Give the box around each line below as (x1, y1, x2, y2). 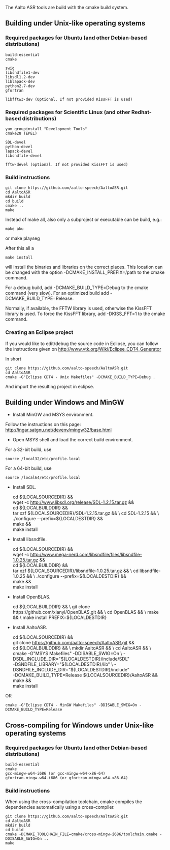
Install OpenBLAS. (12, 594, 51, 600)
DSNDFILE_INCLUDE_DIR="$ (12, 667, 74, 673)
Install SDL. (12, 484, 37, 490)
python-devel (5, 144, 33, 149)
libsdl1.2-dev (5, 74, 36, 79)
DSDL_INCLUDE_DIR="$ (12, 656, 64, 662)
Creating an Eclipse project (5, 329, 74, 336)
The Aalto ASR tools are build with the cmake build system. (5, 5, 128, 10)
